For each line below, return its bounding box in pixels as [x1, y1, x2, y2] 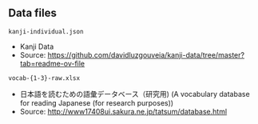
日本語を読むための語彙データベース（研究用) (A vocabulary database [19, 89, 250, 98]
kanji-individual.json [8, 27, 84, 35]
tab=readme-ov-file [19, 58, 85, 68]
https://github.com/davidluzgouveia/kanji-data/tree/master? [47, 50, 245, 59]
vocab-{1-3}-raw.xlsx [8, 74, 81, 82]
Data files [8, 6, 58, 20]
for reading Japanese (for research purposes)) [19, 98, 174, 107]
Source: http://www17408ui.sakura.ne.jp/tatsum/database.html [19, 106, 228, 116]
